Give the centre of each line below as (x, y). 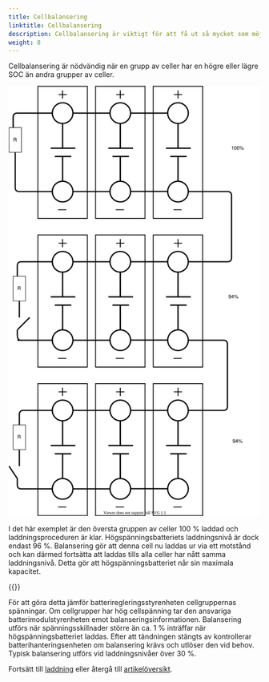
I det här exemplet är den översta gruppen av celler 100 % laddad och (123, 528)
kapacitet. (25, 571)
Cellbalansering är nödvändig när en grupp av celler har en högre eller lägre (133, 66)
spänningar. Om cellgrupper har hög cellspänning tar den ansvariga (120, 611)
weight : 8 (25, 42)
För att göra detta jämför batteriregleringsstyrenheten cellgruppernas (122, 602)
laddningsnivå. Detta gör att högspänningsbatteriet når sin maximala (121, 563)
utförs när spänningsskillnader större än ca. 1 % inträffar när (107, 628)
